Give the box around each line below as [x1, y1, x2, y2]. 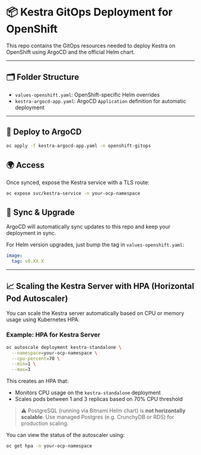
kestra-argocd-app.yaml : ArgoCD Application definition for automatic [14, 97, 187, 104]
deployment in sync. [6, 229, 57, 236]
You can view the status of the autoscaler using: [6, 432, 125, 439]
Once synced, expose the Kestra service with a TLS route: [6, 179, 150, 186]
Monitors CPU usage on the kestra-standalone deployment [14, 389, 161, 396]
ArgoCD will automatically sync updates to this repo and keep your [6, 223, 170, 230]
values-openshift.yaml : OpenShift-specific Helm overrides [14, 91, 160, 98]
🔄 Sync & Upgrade [6, 207, 75, 217]
